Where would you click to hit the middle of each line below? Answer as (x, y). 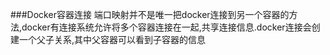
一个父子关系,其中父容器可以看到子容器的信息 (112, 39)
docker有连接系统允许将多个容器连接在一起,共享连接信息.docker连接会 (166, 27)
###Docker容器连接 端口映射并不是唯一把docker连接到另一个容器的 (150, 14)
